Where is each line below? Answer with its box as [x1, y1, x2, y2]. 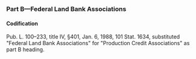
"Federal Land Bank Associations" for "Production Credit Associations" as [6, 40, 190, 47]
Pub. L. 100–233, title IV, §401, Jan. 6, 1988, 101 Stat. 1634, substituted [6, 33, 180, 40]
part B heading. [6, 46, 45, 53]
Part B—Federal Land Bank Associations [6, 5, 127, 13]
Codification [6, 20, 38, 27]
